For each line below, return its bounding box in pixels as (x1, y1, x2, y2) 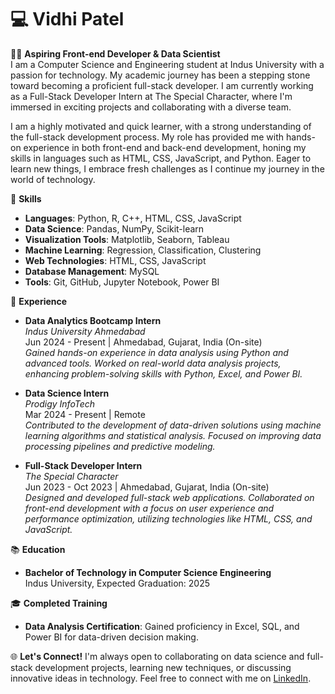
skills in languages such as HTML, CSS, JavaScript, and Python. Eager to (10, 152, 312, 164)
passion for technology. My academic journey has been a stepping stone (10, 69, 311, 81)
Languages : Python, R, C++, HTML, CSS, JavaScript (24, 212, 242, 224)
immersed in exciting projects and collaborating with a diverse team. (10, 101, 292, 113)
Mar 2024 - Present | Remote (24, 408, 146, 420)
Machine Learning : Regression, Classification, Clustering (24, 244, 262, 256)
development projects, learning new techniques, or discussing (34, 661, 292, 673)
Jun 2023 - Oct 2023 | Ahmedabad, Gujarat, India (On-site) (24, 481, 270, 493)
